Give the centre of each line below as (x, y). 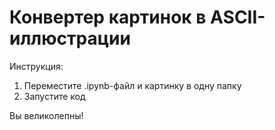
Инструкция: (36, 66)
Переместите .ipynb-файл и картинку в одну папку (132, 85)
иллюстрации (70, 38)
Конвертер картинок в (108, 17)
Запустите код (54, 96)
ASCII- (238, 17)
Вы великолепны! (46, 115)
